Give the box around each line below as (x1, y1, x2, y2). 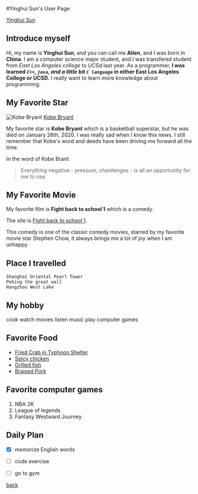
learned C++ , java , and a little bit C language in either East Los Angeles (6, 68, 179, 75)
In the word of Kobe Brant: (6, 155, 70, 162)
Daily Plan (6, 430, 44, 440)
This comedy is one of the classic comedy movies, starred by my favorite (6, 229, 185, 236)
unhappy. (6, 241, 29, 248)
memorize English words (14, 446, 75, 453)
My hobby (6, 300, 44, 310)
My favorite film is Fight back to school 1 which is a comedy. (6, 206, 154, 213)
